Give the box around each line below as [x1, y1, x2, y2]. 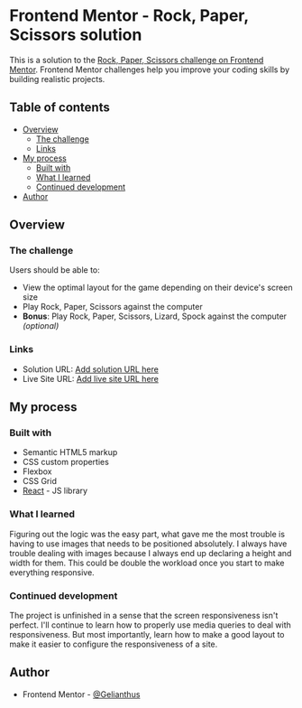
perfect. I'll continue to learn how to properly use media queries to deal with [9, 619, 291, 630]
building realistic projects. [9, 73, 105, 84]
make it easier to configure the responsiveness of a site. [9, 638, 218, 650]
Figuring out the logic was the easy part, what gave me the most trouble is [9, 528, 286, 539]
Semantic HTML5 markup [22, 447, 118, 458]
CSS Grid [22, 476, 57, 487]
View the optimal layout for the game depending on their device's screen [22, 282, 293, 293]
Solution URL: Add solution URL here [22, 363, 160, 375]
